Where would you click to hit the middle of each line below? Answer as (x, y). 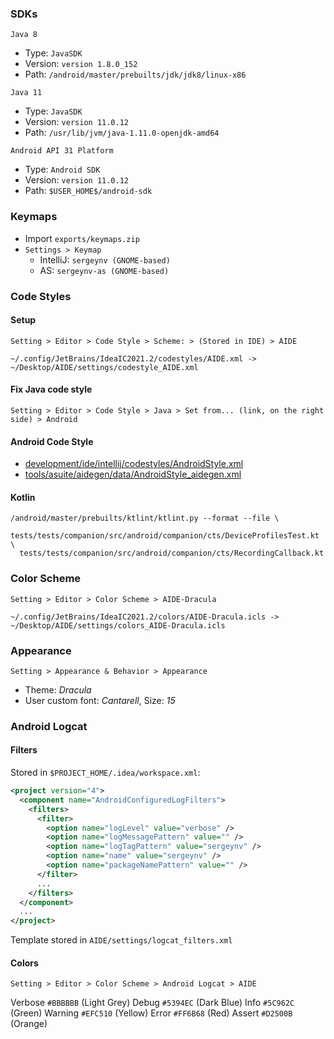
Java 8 (24, 35)
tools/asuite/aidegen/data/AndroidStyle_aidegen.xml (133, 474)
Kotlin (23, 497)
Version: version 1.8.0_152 (81, 64)
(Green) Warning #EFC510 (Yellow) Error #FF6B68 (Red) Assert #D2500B (151, 1013)
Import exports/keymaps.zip (82, 238)
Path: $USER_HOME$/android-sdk (88, 191)
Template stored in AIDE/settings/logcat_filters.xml (121, 940)
